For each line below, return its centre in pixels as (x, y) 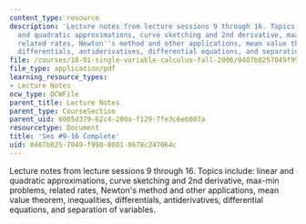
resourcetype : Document (55, 128)
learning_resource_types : (58, 77)
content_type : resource (55, 18)
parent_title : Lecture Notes (65, 102)
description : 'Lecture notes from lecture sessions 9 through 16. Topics (153, 26)
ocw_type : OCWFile (44, 94)
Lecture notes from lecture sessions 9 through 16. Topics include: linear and (152, 170)
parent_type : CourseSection (63, 111)
